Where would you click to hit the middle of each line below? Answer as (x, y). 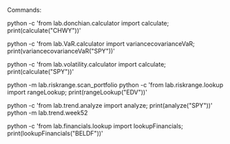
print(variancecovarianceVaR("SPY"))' (61, 51)
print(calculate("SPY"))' (41, 72)
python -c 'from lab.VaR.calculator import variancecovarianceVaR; (101, 44)
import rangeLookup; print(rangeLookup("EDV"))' (77, 92)
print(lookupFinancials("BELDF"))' (55, 133)
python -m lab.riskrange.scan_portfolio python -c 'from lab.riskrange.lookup (115, 85)
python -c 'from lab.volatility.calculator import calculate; (87, 64)
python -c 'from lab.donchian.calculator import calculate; (88, 23)
